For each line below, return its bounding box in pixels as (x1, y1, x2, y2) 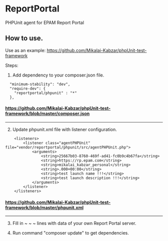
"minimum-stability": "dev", (9, 81, 70, 86)
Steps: (5, 62, 18, 68)
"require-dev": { (9, 86, 46, 91)
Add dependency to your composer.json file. (12, 72, 104, 78)
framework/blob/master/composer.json (5, 110, 90, 116)
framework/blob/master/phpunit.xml (5, 204, 84, 210)
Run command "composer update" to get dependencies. (12, 230, 129, 236)
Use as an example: (5, 47, 46, 53)
